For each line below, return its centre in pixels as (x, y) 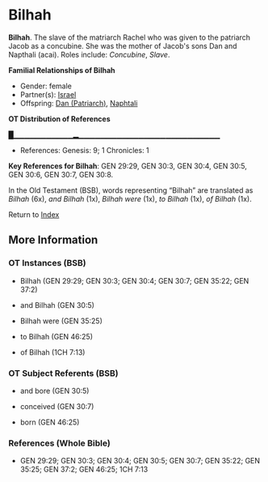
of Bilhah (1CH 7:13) (52, 352)
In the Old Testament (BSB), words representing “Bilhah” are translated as (131, 190)
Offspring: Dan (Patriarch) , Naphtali (79, 103)
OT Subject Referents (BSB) (63, 373)
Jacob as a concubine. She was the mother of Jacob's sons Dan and (123, 45)
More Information (53, 240)
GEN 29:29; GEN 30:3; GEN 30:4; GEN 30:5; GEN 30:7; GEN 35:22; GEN (140, 461)
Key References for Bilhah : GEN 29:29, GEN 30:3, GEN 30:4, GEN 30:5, (128, 166)
